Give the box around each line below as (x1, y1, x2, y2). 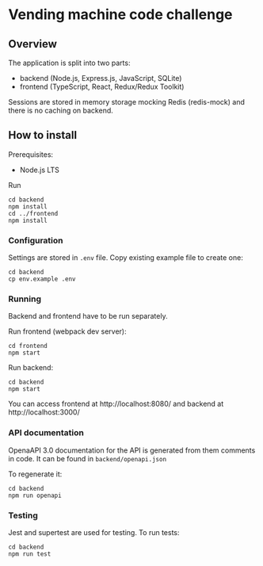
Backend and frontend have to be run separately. (8, 312, 168, 321)
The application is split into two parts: (8, 58, 131, 67)
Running (8, 293, 42, 304)
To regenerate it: (8, 469, 63, 479)
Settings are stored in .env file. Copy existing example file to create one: (8, 253, 243, 262)
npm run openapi (8, 491, 62, 499)
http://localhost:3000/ (8, 407, 81, 417)
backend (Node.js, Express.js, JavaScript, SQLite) (19, 74, 182, 82)
